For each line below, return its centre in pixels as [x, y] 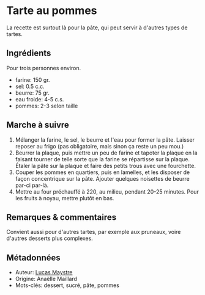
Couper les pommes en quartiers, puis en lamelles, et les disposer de [102, 172]
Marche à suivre [38, 125]
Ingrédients [29, 53]
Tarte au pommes [52, 11]
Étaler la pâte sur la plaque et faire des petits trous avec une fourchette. [105, 166]
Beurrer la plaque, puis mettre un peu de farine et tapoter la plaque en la [106, 153]
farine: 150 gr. [32, 79]
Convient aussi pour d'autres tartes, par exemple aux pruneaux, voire [94, 232]
